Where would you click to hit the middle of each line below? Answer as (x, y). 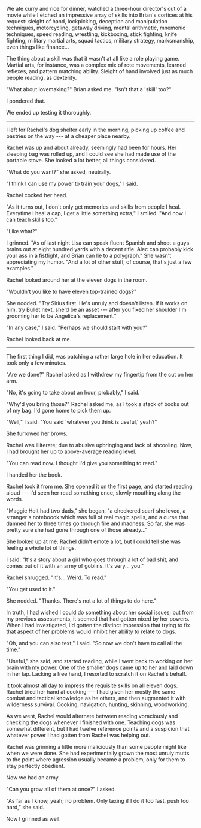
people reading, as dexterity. (42, 78)
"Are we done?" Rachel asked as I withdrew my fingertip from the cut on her (100, 374)
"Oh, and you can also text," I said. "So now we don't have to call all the (94, 643)
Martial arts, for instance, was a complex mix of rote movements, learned (96, 65)
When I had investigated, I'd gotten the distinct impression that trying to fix (98, 625)
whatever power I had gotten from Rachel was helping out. (78, 735)
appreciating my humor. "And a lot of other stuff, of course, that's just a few (99, 262)
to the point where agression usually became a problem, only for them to (96, 760)
